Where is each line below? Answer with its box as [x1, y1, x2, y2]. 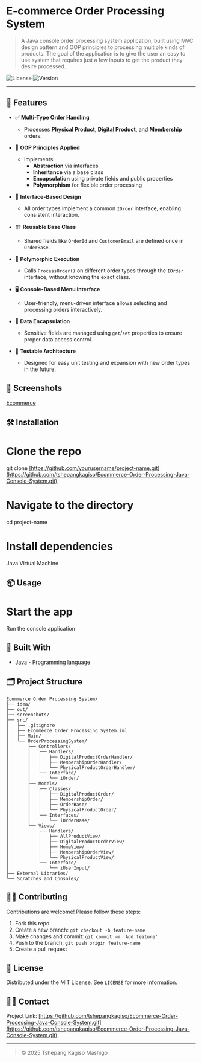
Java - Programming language [14, 658, 91, 666]
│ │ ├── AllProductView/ [6, 833, 101, 839]
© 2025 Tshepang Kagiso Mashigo [20, 1049, 108, 1057]
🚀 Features [6, 98, 47, 108]
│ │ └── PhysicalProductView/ [6, 854, 114, 860]
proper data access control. [23, 335, 93, 343]
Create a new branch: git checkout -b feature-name [14, 926, 145, 933]
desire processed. [20, 62, 66, 70]
